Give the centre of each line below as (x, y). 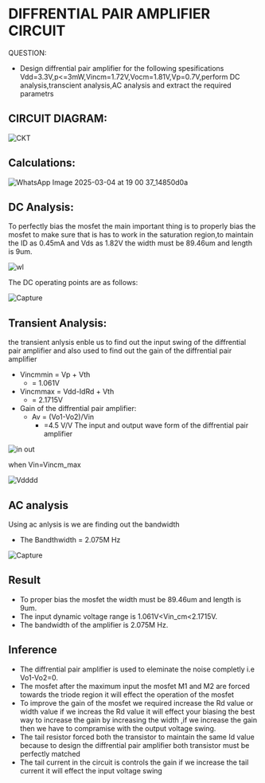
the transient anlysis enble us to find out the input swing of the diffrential (127, 343)
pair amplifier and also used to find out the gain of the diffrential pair (120, 350)
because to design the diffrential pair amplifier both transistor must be (134, 745)
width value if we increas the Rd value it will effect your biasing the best (137, 711)
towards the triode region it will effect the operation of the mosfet (127, 695)
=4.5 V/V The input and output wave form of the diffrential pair (146, 425)
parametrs (37, 93)
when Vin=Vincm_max (45, 465)
